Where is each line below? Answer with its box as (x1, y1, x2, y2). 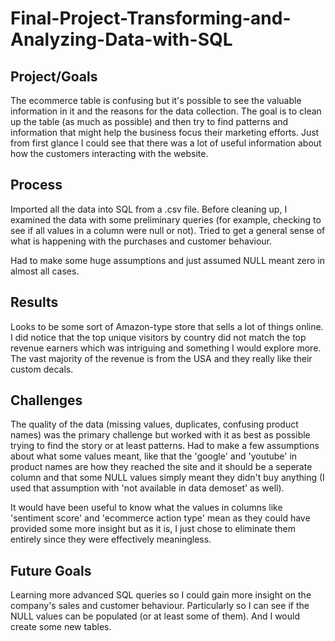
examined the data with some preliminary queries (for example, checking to (10, 213, 322, 226)
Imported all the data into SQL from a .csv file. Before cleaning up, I (10, 203, 288, 215)
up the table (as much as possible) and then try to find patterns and (10, 116, 289, 127)
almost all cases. (10, 265, 80, 277)
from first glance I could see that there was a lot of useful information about (10, 137, 322, 149)
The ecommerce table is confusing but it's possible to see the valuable (10, 95, 302, 106)
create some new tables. (10, 621, 112, 633)
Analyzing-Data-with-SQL (10, 28, 233, 51)
